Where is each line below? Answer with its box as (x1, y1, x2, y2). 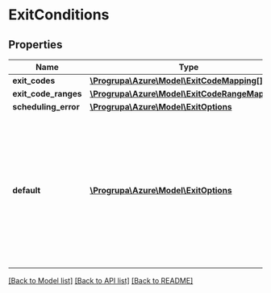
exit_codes (12, 75, 56, 86)
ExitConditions (8, 6, 110, 24)
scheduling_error (12, 101, 80, 112)
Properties (8, 38, 63, 52)
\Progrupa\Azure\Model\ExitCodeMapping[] (90, 75, 264, 86)
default (12, 185, 41, 196)
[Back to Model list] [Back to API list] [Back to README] (8, 276, 194, 285)
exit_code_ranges (12, 89, 82, 99)
